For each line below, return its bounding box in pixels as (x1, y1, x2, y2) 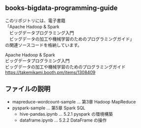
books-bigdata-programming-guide (5, 4, 118, 12)
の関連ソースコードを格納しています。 (5, 42, 82, 48)
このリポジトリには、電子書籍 (5, 17, 65, 24)
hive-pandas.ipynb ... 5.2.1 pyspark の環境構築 (19, 111, 113, 117)
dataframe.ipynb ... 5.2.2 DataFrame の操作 (19, 117, 107, 123)
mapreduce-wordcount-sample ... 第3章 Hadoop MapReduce (12, 99, 136, 104)
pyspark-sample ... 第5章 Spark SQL (12, 105, 86, 111)
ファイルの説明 (5, 85, 51, 93)
